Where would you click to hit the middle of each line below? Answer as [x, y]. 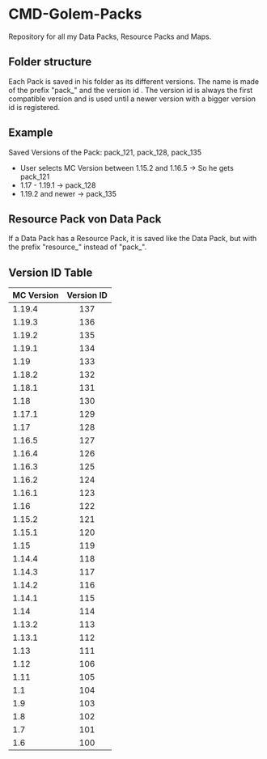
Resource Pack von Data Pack [85, 219]
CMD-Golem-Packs [75, 14]
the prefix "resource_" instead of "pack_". [78, 247]
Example [31, 133]
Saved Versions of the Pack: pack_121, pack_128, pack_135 [105, 152]
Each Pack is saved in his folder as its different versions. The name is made [134, 81]
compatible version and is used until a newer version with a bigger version [132, 99]
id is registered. [34, 107]
